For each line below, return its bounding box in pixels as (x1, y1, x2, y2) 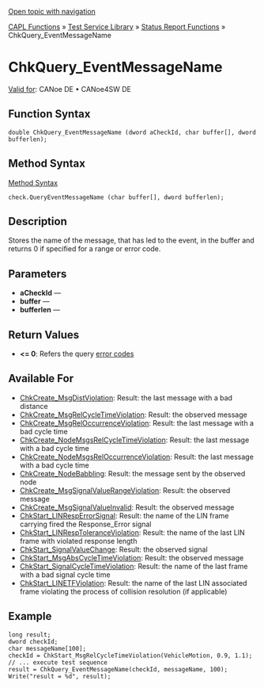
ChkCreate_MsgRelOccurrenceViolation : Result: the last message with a (19, 418, 255, 427)
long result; (8, 630, 51, 639)
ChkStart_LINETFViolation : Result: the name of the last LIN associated (19, 578, 247, 587)
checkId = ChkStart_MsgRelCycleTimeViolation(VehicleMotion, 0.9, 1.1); (8, 652, 253, 659)
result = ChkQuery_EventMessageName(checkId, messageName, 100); (8, 665, 228, 673)
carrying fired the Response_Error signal (19, 519, 152, 529)
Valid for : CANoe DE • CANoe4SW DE (8, 84, 132, 94)
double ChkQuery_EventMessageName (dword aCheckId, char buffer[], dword (8, 128, 257, 136)
